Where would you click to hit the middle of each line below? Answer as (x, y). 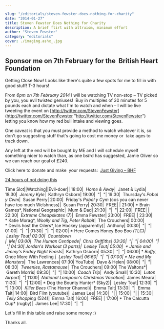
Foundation (23, 69)
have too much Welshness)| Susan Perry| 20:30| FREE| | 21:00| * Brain (78, 205)
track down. (17, 141)
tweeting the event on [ (29, 110)
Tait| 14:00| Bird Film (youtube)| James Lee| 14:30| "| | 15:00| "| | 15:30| (79, 293)
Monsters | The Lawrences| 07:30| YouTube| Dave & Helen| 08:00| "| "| (79, 262)
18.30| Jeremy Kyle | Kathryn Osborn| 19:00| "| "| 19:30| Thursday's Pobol (82, 194)
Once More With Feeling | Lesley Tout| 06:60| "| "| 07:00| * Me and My (78, 257)
